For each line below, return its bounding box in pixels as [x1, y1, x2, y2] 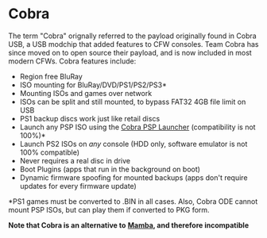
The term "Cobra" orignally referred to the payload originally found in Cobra [8, 31, 257, 40]
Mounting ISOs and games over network [19, 88, 153, 98]
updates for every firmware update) [19, 181, 137, 190]
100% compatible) [19, 148, 80, 157]
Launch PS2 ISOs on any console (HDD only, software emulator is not [19, 139, 248, 148]
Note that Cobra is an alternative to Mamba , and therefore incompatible [8, 220, 249, 230]
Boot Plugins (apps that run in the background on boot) [19, 164, 201, 174]
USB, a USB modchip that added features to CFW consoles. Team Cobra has [8, 39, 259, 48]
